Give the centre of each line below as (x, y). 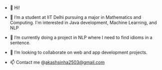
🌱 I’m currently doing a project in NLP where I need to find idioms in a (81, 37)
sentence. (20, 43)
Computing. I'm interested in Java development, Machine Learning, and (83, 23)
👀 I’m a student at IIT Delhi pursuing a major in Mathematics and (76, 17)
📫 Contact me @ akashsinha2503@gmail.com (57, 62)
